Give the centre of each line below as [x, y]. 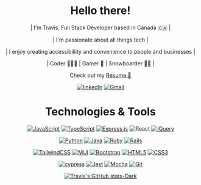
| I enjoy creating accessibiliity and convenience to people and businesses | [100, 51]
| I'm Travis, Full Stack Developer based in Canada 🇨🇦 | [100, 27]
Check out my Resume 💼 [100, 75]
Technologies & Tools [100, 112]
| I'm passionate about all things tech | [100, 40]
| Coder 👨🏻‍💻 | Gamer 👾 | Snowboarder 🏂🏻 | [100, 63]
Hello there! [100, 11]
